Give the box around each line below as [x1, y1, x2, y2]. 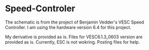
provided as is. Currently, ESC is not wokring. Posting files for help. [5, 39, 140, 45]
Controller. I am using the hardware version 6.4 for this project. [5, 24, 131, 30]
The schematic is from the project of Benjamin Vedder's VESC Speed [5, 19, 144, 25]
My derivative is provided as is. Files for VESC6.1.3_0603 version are [5, 34, 143, 40]
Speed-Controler [5, 3, 76, 14]
